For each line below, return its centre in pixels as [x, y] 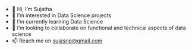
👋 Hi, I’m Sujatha [32, 9]
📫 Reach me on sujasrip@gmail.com [57, 41]
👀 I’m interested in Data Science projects [62, 15]
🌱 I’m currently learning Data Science [57, 21]
